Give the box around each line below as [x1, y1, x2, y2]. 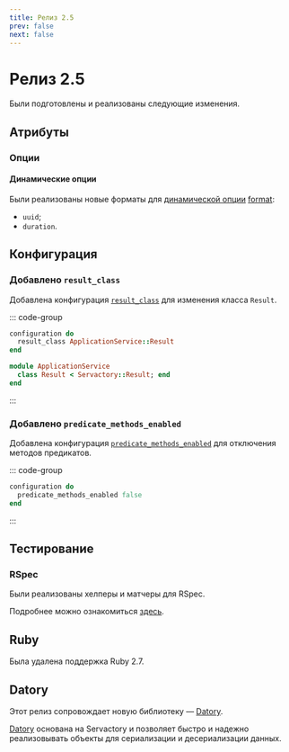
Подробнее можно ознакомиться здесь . [9, 606, 164, 617]
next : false [9, 30, 54, 39]
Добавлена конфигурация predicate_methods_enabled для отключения [9, 438, 276, 449]
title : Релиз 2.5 [9, 13, 74, 22]
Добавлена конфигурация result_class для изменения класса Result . [9, 294, 277, 305]
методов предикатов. [9, 447, 92, 459]
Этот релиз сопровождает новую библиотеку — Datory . [9, 706, 223, 716]
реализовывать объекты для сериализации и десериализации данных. [9, 733, 282, 743]
